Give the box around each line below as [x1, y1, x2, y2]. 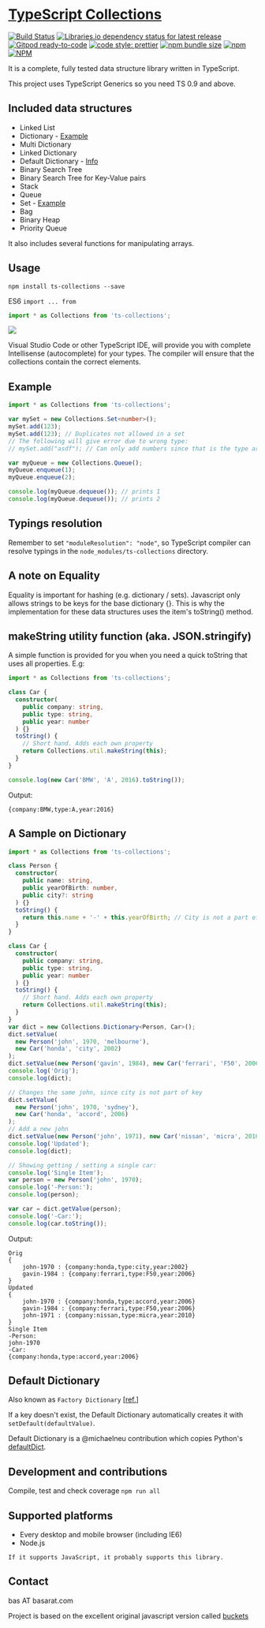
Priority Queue [19, 223, 67, 233]
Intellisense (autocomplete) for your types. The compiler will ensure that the [8, 349, 255, 358]
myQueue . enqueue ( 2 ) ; [8, 473, 77, 482]
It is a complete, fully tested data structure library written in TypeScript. [8, 63, 240, 73]
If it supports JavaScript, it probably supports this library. [8, 1554, 224, 1562]
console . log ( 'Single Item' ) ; [8, 1169, 104, 1177]
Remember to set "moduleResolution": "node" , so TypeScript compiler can [8, 538, 251, 547]
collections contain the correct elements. [8, 357, 141, 367]
